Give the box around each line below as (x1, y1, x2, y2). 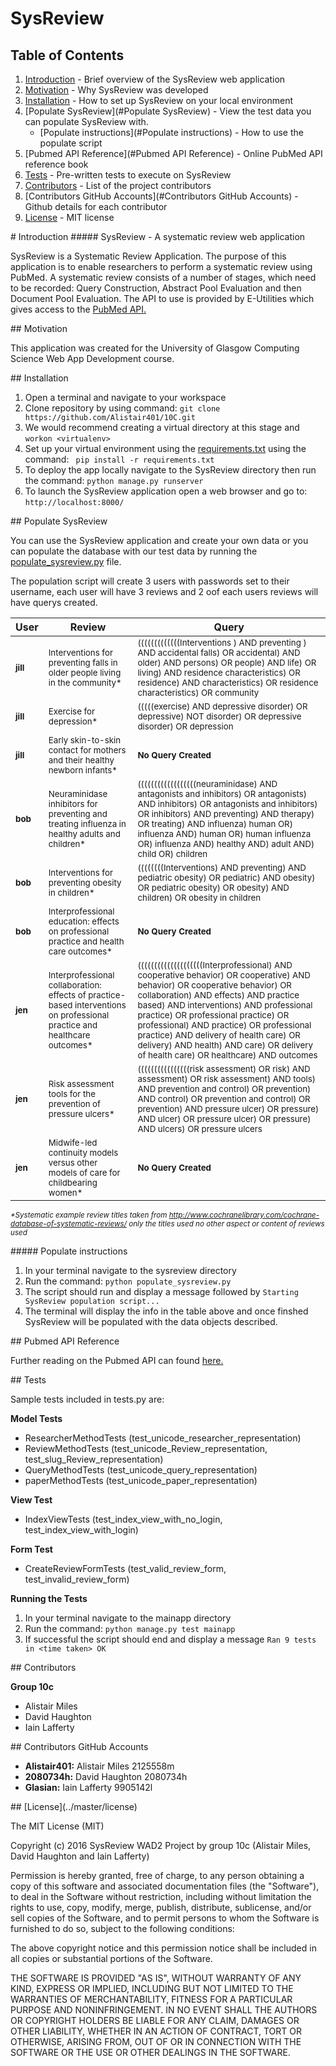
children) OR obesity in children (137, 892, 262, 903)
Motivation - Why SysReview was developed (24, 84, 209, 96)
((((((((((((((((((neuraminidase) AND (137, 778, 278, 789)
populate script (39, 137, 103, 149)
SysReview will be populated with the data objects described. (24, 1316, 278, 1327)
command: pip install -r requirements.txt (24, 453, 215, 465)
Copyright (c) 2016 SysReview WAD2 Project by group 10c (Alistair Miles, (10, 1840, 312, 1851)
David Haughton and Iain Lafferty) (10, 1850, 150, 1862)
